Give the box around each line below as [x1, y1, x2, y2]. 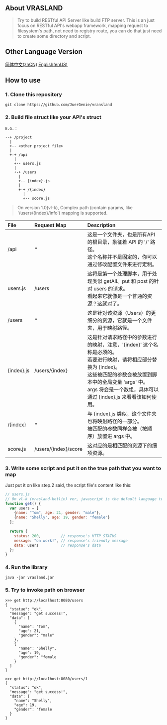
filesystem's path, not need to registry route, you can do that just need [17, 27, 162, 34]
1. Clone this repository [5, 91, 62, 98]
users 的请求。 [93, 285, 128, 292]
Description [87, 222, 116, 229]
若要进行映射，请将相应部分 [87, 356, 153, 363]
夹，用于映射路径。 [87, 324, 133, 331]
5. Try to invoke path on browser [5, 587, 85, 594]
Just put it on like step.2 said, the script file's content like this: [5, 482, 132, 488]
